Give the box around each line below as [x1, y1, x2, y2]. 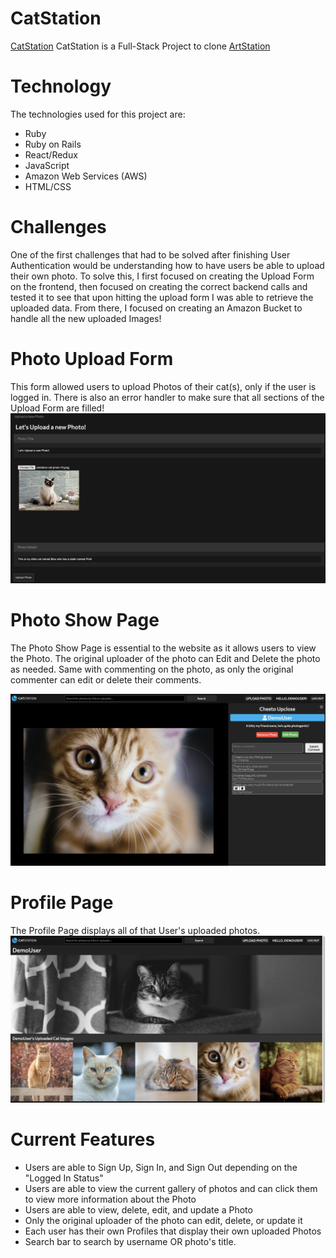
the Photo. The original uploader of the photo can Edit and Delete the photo [10, 652, 321, 664]
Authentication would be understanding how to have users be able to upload [10, 259, 325, 271]
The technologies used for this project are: [10, 108, 186, 120]
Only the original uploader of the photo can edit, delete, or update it [24, 1214, 303, 1226]
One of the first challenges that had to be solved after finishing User [10, 248, 291, 261]
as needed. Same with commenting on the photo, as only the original [10, 663, 294, 675]
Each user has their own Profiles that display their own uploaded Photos [24, 1225, 322, 1237]
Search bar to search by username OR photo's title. [24, 1235, 237, 1247]
